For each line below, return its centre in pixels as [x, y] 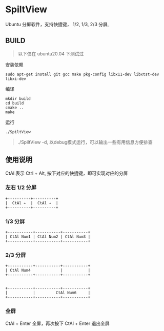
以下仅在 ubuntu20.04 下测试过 [51, 54]
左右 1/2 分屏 [21, 188]
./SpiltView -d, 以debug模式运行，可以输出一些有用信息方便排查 [85, 142]
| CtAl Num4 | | [48, 271]
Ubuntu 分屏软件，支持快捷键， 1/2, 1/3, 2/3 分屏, [57, 24]
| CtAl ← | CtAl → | [32, 203]
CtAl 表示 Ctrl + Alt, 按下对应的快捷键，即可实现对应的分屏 [67, 173]
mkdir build [18, 98]
